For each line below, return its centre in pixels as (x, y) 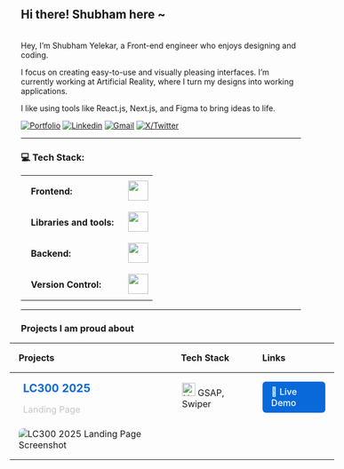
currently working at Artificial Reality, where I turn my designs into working (157, 81)
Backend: (51, 254)
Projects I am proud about (77, 329)
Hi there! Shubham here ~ (93, 15)
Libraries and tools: (72, 223)
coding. (35, 55)
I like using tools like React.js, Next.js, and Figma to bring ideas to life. (148, 108)
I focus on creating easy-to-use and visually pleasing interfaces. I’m (145, 72)
